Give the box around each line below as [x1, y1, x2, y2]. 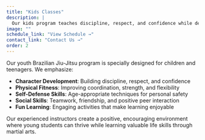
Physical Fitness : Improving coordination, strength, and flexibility [15, 84, 180, 91]
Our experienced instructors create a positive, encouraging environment [6, 115, 188, 122]
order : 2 [6, 43, 29, 49]
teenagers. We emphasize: [6, 65, 74, 73]
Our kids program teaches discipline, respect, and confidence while [12, 20, 192, 26]
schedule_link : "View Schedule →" [6, 32, 95, 38]
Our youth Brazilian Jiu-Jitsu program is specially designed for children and [6, 59, 196, 67]
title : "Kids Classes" [6, 8, 64, 15]
